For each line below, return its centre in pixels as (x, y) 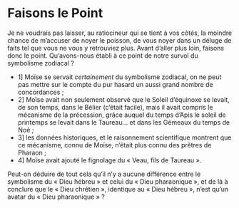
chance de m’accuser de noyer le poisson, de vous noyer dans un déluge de (119, 40)
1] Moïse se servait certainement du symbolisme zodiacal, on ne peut (119, 77)
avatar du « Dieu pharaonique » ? (56, 197)
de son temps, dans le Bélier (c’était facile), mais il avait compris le (115, 107)
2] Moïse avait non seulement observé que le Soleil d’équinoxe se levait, (123, 99)
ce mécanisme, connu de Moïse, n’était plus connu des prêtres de (115, 145)
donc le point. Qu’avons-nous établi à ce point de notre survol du (103, 56)
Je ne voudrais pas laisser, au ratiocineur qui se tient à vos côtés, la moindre (120, 33)
